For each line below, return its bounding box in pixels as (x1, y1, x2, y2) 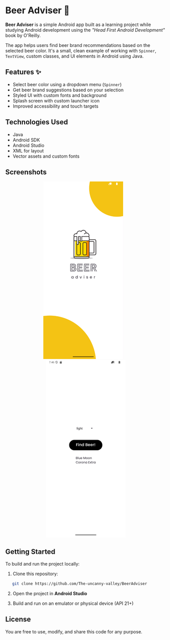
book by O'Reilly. (5, 32, 41, 38)
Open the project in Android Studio (12, 591, 88, 597)
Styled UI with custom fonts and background (12, 92, 107, 98)
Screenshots (5, 168, 47, 176)
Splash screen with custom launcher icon (12, 97, 100, 104)
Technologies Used (5, 118, 68, 126)
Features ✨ (5, 68, 41, 76)
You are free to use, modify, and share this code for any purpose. (5, 628, 143, 634)
